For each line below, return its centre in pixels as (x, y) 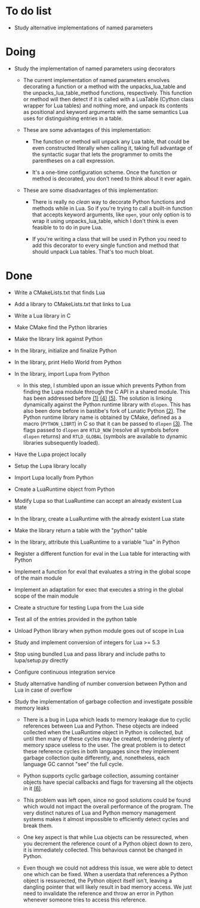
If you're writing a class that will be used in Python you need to (109, 239)
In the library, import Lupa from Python (62, 373)
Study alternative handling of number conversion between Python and (101, 683)
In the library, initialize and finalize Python (65, 350)
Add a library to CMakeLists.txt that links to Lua (72, 304)
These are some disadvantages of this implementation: (91, 190)
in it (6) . (33, 788)
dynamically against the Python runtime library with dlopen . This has (107, 404)
